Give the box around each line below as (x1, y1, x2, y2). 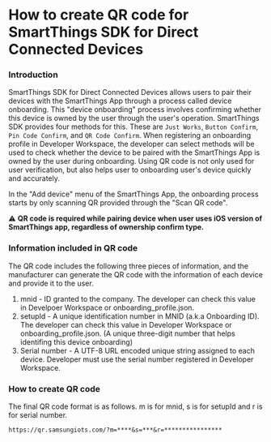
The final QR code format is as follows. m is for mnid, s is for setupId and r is (8, 401, 263, 411)
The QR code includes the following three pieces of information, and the (8, 261, 249, 271)
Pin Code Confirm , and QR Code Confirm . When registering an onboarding (8, 131, 252, 140)
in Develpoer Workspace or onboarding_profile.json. (19, 303, 195, 312)
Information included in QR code (8, 242, 138, 254)
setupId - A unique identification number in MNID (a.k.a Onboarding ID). (19, 311, 260, 321)
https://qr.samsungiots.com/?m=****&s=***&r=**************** (8, 426, 222, 435)
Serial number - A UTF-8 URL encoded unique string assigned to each (19, 345, 255, 355)
